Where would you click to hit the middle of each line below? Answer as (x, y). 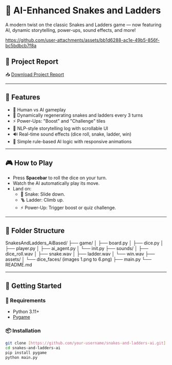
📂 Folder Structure (35, 230)
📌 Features (23, 97)
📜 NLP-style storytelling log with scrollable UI (60, 128)
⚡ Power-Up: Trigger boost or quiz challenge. (68, 208)
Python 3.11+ (26, 311)
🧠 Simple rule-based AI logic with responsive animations (72, 141)
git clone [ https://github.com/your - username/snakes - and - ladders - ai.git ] (86, 343)
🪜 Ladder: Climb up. (42, 200)
